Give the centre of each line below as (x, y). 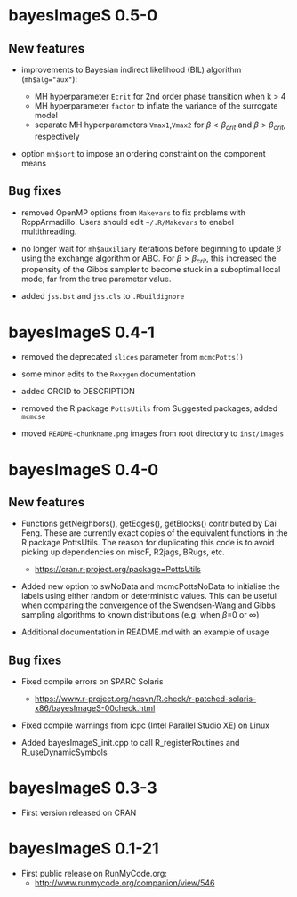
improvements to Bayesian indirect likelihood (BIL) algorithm (131, 69)
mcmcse (33, 417)
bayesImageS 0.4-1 (81, 332)
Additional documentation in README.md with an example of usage (145, 632)
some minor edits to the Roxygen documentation (108, 374)
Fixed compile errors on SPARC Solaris (92, 682)
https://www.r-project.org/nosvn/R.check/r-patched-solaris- (145, 699)
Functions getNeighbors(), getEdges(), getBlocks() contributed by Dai (148, 524)
